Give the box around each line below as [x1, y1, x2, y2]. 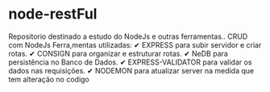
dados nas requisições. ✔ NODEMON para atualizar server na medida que [8, 65, 255, 75]
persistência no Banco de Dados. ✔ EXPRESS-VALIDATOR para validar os [8, 57, 252, 67]
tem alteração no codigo [8, 74, 90, 84]
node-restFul [8, 5, 98, 23]
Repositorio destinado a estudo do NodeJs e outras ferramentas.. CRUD [8, 31, 248, 41]
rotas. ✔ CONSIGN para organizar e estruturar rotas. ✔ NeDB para [8, 48, 228, 58]
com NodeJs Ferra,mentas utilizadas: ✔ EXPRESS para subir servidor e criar [8, 40, 262, 49]
